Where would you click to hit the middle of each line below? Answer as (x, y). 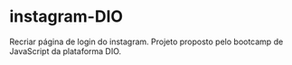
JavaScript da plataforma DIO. (66, 51)
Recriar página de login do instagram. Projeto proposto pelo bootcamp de (146, 42)
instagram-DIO (66, 17)
